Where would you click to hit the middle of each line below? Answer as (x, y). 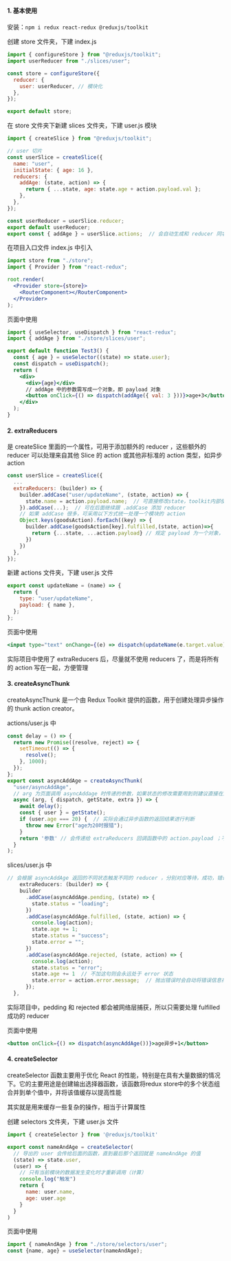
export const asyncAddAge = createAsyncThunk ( (75, 781)
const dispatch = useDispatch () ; (61, 364)
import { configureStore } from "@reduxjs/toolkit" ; (84, 55)
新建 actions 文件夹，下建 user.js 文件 (60, 573)
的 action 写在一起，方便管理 (48, 667)
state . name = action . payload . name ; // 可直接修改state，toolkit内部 (123, 501)
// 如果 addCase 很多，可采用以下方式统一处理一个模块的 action (102, 514)
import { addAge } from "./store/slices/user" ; (77, 338)
